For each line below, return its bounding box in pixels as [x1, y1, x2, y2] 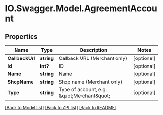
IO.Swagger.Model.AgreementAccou [5, 3, 158, 14]
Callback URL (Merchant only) [58, 55, 128, 61]
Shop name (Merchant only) [58, 78, 123, 85]
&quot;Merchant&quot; [58, 92, 110, 99]
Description [80, 47, 108, 53]
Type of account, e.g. [58, 86, 107, 93]
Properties [5, 32, 38, 41]
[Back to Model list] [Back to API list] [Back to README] [5, 105, 116, 110]
